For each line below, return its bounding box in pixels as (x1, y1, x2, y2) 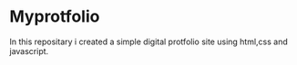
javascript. (9, 45, 49, 56)
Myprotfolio (9, 6, 100, 27)
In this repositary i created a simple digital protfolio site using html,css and (9, 36, 289, 47)
